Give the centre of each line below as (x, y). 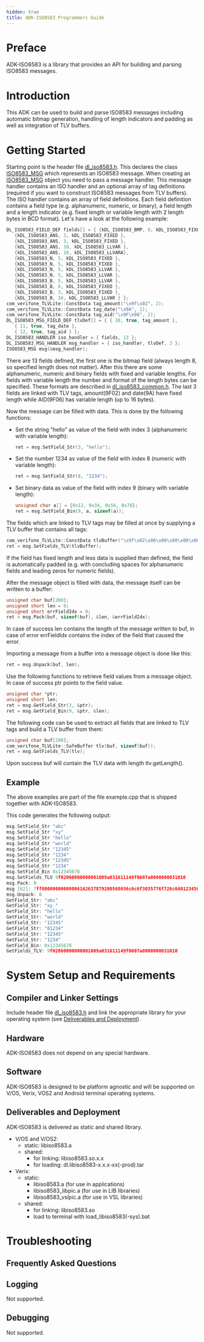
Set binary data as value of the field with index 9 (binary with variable (102, 488)
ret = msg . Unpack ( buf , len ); (43, 665)
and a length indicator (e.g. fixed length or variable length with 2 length (95, 212)
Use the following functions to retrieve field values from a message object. (100, 676)
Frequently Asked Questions (62, 1264)
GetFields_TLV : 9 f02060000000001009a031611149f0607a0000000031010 (92, 951)
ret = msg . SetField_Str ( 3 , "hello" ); (63, 447)
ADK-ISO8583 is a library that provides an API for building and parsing (94, 65)
